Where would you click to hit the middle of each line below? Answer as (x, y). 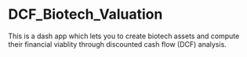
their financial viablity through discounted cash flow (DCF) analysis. (118, 44)
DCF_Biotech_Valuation (85, 14)
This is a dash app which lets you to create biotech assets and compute (124, 36)
